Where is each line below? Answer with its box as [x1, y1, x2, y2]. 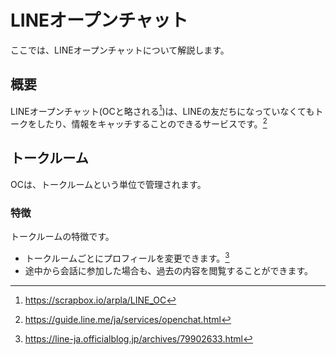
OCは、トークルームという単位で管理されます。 [10, 178, 207, 190]
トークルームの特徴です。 [10, 231, 115, 243]
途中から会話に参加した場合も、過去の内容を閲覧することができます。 [24, 264, 313, 276]
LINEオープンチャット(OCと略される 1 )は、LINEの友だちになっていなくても [10, 103, 315, 117]
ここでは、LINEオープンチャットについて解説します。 [10, 44, 230, 56]
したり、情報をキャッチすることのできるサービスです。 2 [36, 116, 268, 130]
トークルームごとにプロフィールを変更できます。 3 [24, 251, 230, 264]
